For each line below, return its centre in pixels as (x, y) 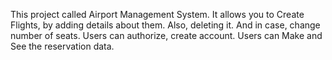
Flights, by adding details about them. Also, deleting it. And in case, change (165, 25)
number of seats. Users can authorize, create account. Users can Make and (166, 35)
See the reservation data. (62, 46)
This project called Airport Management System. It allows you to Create (157, 14)
